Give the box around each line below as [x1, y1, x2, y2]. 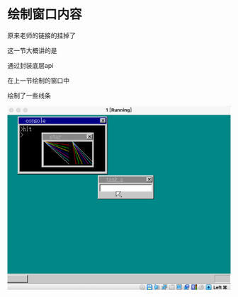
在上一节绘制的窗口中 [7, 76, 69, 85]
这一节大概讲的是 [7, 46, 57, 54]
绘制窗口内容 [7, 6, 83, 23]
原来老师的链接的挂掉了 [7, 31, 76, 40]
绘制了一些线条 [7, 91, 51, 100]
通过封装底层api [7, 61, 54, 69]
